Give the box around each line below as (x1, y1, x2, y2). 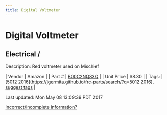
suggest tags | (5, 84, 36, 90)
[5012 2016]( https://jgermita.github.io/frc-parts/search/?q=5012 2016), (5, 79, 154, 85)
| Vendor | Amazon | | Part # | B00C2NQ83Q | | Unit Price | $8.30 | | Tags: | (5, 73, 163, 79)
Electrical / (5, 50, 40, 59)
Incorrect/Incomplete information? (5, 104, 78, 110)
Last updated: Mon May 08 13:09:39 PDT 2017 (5, 94, 103, 100)
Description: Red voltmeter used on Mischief (5, 63, 99, 70)
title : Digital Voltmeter (5, 7, 60, 13)
